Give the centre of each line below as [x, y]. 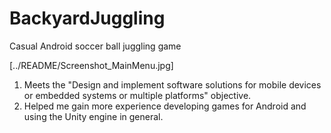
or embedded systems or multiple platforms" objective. [137, 95]
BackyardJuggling [87, 18]
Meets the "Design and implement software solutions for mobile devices [172, 84]
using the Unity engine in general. [93, 116]
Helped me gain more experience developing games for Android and [165, 106]
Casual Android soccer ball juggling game [95, 46]
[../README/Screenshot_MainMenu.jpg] [91, 65]
